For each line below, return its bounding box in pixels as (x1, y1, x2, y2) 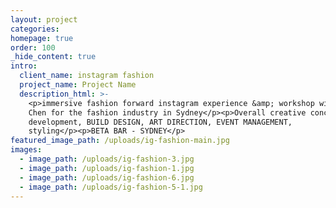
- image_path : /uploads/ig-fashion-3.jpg (19, 154, 195, 164)
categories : (10, 24, 60, 34)
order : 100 (10, 42, 56, 53)
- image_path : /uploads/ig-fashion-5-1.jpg (19, 182, 203, 192)
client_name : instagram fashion (19, 71, 155, 81)
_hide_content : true (10, 52, 97, 62)
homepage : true (10, 33, 74, 43)
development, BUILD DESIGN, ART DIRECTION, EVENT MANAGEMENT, (28, 117, 293, 127)
